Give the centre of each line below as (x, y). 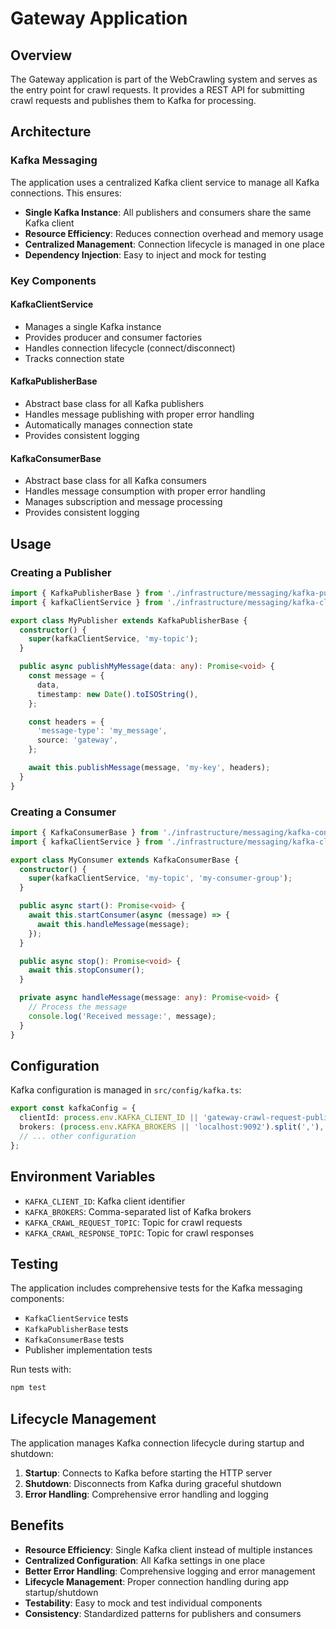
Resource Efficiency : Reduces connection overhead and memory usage (174, 233)
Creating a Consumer (63, 812)
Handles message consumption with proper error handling (145, 491)
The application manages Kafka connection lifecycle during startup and (157, 1443)
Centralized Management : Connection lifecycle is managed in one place (174, 244)
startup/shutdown (61, 1592)
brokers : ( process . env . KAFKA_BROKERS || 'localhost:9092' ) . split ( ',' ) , (172, 1127)
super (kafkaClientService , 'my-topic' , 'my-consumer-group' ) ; (160, 878)
